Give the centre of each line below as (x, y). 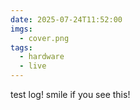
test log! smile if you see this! (70, 94)
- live (33, 66)
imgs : (21, 29)
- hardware (42, 57)
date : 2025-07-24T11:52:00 (66, 19)
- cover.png (44, 38)
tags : (21, 47)
